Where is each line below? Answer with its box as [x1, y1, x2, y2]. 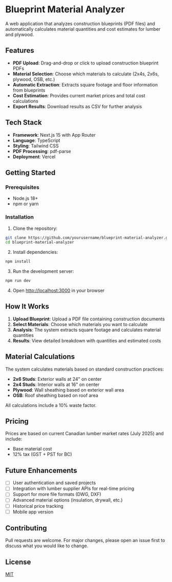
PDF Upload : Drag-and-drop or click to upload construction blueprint [12, 60, 159, 66]
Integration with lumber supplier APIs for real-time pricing [12, 485, 135, 492]
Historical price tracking [12, 503, 64, 509]
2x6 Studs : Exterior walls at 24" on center [12, 376, 102, 382]
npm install [5, 259, 31, 264]
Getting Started [5, 168, 56, 177]
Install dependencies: [12, 249, 58, 255]
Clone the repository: [12, 225, 58, 231]
